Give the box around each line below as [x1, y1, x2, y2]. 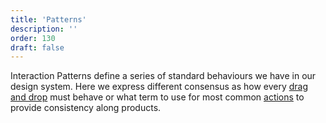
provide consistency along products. [10, 102, 162, 114]
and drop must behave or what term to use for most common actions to [10, 91, 305, 103]
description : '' [10, 24, 78, 34]
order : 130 [10, 33, 56, 43]
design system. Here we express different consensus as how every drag [10, 81, 309, 93]
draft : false [10, 42, 65, 53]
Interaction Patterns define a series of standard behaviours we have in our [10, 70, 317, 82]
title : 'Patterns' [10, 14, 87, 25]
